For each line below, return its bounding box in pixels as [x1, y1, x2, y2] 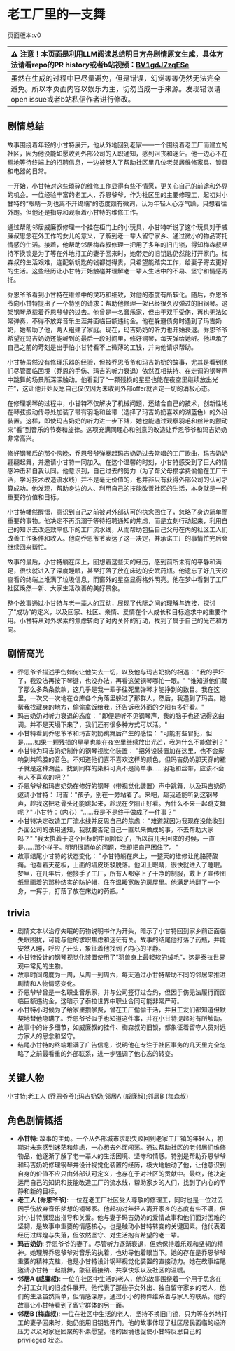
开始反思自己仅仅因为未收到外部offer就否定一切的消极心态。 [41, 383, 214, 393]
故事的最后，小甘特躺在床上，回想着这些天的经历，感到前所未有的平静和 [7, 557, 215, 566]
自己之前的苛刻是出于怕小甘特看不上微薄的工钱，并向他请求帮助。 [7, 343, 197, 351]
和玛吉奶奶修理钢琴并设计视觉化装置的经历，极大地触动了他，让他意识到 [17, 1161, 226, 1169]
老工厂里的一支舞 [7, 6, 106, 22]
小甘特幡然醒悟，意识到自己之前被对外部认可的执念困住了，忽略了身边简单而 [7, 508, 228, 516]
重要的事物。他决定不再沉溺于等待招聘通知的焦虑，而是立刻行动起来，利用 [7, 516, 222, 524]
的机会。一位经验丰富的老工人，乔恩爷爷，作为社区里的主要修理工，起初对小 [7, 190, 228, 198]
